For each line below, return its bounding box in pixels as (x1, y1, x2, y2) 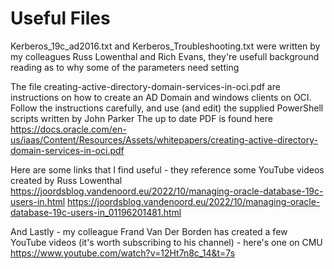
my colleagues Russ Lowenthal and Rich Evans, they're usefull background (10, 50, 320, 62)
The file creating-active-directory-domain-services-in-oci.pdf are (10, 80, 281, 92)
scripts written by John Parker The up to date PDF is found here (10, 112, 273, 124)
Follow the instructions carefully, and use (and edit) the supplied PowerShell (10, 102, 324, 114)
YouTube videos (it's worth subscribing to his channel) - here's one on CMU (10, 236, 323, 248)
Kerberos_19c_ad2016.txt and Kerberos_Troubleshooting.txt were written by (10, 40, 321, 52)
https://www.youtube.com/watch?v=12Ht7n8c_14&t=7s (10, 247, 236, 259)
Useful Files (10, 7, 111, 30)
